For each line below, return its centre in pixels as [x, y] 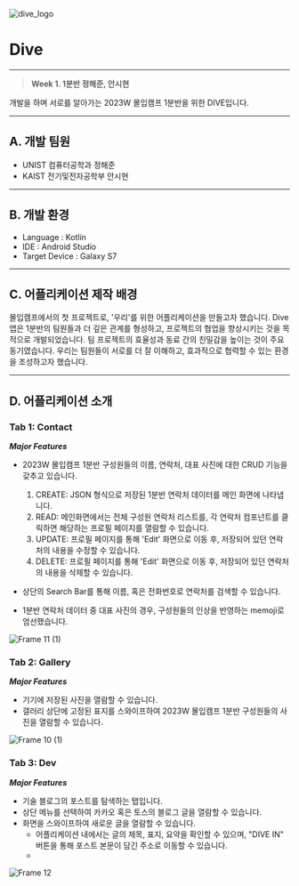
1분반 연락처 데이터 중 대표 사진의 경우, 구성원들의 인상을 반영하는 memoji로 [153, 610]
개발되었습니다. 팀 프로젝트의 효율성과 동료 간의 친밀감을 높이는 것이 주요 [158, 340]
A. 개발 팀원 [40, 142]
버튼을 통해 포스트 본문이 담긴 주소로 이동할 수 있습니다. [132, 845]
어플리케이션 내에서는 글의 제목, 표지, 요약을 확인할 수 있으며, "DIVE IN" [160, 834]
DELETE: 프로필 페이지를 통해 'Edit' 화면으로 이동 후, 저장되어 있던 [150, 561]
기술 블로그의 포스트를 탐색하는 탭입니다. [92, 801]
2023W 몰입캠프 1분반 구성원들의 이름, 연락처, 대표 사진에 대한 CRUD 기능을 [154, 465]
